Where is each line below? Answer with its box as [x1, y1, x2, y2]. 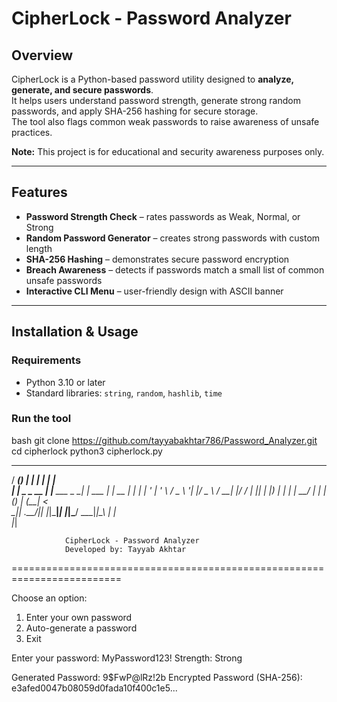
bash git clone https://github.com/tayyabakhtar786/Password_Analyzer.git [11, 434, 318, 446]
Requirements [11, 353, 82, 367]
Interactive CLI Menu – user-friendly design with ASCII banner [25, 285, 284, 297]
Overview [11, 47, 74, 64]
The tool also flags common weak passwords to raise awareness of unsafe [11, 116, 320, 127]
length [25, 242, 53, 254]
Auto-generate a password [25, 622, 138, 634]
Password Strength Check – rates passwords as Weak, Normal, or [25, 210, 301, 222]
